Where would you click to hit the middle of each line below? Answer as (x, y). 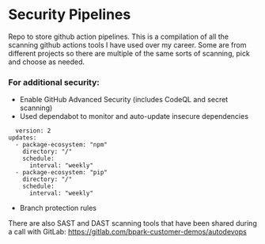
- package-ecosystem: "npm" (62, 145)
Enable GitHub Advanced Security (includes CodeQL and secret (124, 100)
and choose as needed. (47, 62)
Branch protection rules (58, 208)
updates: (23, 138)
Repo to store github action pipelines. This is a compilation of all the (119, 36)
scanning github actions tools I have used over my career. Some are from (127, 44)
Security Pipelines (70, 15)
